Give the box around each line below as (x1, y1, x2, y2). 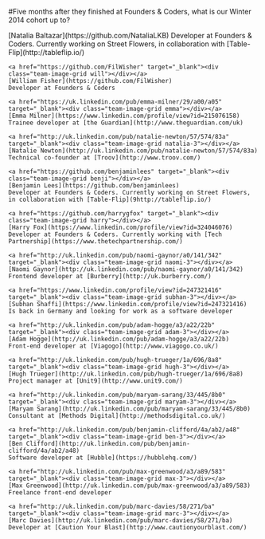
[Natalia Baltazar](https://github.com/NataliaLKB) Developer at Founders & (8, 31, 252, 40)
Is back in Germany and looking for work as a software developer (8, 307, 233, 315)
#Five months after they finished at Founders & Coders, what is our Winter (8, 7, 252, 16)
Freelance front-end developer (8, 489, 112, 497)
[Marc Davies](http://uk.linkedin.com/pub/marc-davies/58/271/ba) (8, 517, 233, 525)
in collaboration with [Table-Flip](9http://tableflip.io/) (8, 195, 212, 203)
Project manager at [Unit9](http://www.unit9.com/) (8, 377, 183, 385)
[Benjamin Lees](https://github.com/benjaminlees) (8, 182, 180, 190)
